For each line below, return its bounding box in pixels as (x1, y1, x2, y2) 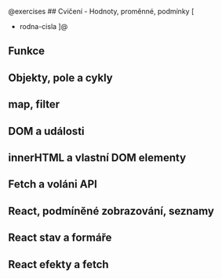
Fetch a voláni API (8, 178, 98, 191)
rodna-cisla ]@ (19, 22, 68, 31)
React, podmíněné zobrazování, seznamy (8, 204, 214, 218)
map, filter (8, 98, 60, 111)
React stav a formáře (8, 231, 112, 245)
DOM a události (8, 125, 85, 138)
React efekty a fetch (8, 258, 109, 271)
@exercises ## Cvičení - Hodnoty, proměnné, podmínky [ (8, 7, 195, 16)
